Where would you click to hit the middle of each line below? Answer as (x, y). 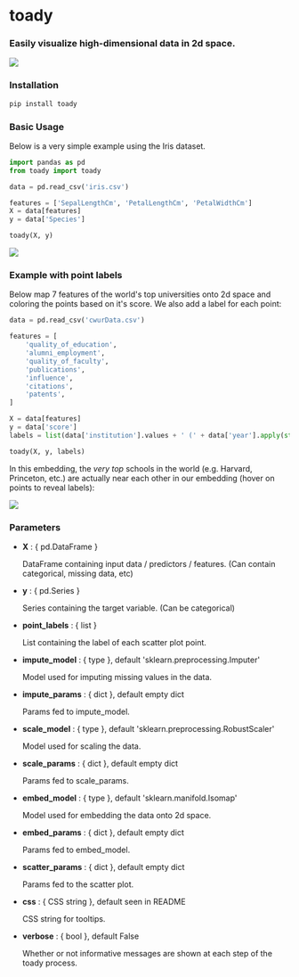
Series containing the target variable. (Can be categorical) (129, 608)
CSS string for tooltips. (64, 918)
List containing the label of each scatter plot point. (114, 642)
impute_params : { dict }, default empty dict (103, 694)
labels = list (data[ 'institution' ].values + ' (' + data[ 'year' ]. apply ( (147, 435)
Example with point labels (66, 275)
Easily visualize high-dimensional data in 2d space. (122, 44)
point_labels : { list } (60, 625)
